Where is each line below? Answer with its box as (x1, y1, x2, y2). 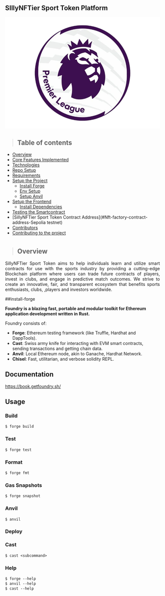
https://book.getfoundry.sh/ (5, 383, 61, 389)
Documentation (5, 370, 54, 378)
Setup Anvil (19, 193, 43, 199)
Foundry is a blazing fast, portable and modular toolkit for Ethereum (5, 305, 146, 312)
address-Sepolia (12, 220, 46, 225)
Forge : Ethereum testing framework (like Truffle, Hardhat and (12, 330, 136, 336)
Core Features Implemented (12, 157, 69, 163)
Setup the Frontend (12, 199, 52, 205)
